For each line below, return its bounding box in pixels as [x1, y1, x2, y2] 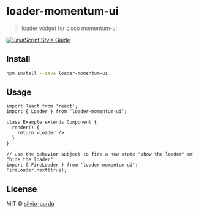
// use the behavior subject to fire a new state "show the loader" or [6, 151, 193, 157]
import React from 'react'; [6, 103, 78, 109]
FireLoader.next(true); [6, 167, 67, 173]
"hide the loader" [6, 157, 53, 163]
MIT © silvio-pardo [6, 200, 55, 208]
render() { [12, 125, 40, 131]
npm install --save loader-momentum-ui [6, 70, 108, 76]
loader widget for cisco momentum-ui [21, 24, 118, 32]
